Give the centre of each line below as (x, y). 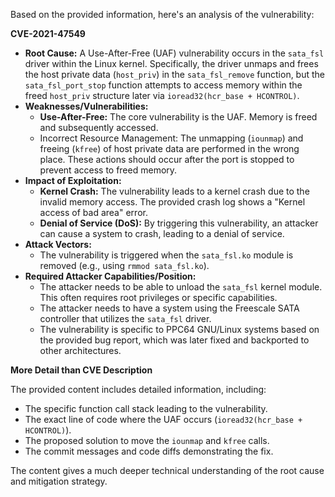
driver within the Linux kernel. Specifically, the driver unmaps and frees (171, 63)
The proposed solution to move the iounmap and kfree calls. (147, 440)
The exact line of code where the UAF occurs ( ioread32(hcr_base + (163, 419)
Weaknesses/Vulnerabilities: (86, 106)
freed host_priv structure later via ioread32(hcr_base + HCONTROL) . (162, 95)
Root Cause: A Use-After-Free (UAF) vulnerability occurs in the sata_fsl (174, 53)
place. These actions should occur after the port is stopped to (167, 159)
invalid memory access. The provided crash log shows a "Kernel (172, 202)
